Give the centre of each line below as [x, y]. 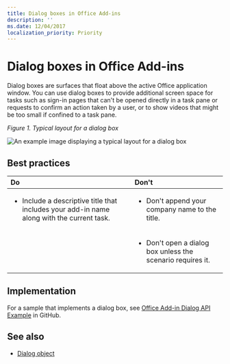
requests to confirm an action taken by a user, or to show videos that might [113, 108]
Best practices [39, 163]
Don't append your [176, 201]
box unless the [170, 251]
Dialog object [36, 353]
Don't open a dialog [178, 243]
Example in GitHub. [34, 315]
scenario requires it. [178, 260]
